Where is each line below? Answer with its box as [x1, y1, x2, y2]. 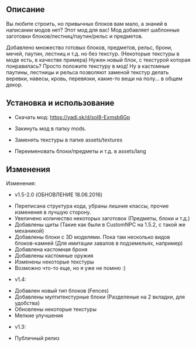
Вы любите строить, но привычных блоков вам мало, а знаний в [6, 20, 168, 27]
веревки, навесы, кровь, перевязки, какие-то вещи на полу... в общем [6, 75, 183, 82]
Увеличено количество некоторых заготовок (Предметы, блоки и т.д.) [14, 215, 190, 222]
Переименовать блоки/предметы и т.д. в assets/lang [14, 147, 146, 154]
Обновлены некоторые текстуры [14, 306, 97, 313]
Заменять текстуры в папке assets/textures [14, 136, 123, 143]
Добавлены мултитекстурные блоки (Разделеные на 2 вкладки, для [14, 293, 185, 300]
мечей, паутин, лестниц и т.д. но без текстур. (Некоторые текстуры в [6, 50, 180, 57]
